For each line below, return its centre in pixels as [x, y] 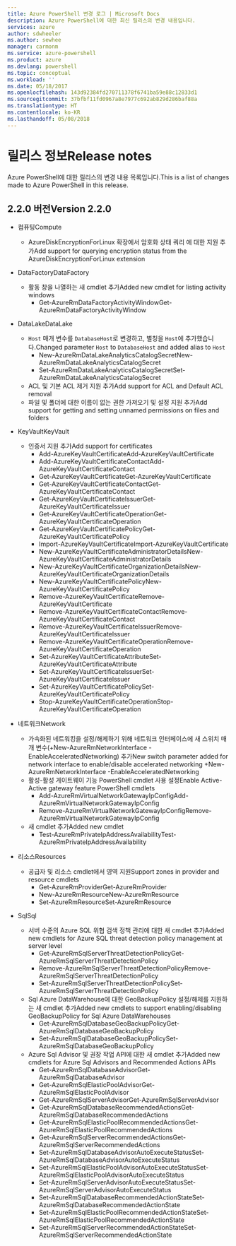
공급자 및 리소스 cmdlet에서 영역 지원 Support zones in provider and [124, 872]
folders [39, 418]
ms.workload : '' [31, 79]
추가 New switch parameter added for [175, 756]
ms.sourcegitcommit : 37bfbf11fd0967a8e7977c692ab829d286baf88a [102, 100]
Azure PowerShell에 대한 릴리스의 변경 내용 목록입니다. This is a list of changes [118, 177]
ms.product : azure [34, 60]
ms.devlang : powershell [42, 66]
